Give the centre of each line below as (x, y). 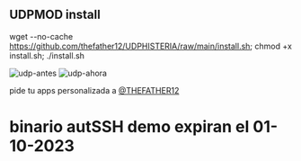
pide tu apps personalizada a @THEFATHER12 (94, 90)
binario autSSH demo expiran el (129, 127)
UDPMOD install (55, 15)
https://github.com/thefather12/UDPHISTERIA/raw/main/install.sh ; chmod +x (150, 46)
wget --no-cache (41, 36)
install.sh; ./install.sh (47, 55)
